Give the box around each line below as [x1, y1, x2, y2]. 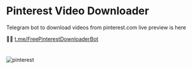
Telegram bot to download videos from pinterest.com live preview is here [6, 24, 187, 31]
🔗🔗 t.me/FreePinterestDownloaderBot [6, 35, 99, 42]
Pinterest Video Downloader [6, 4, 150, 18]
